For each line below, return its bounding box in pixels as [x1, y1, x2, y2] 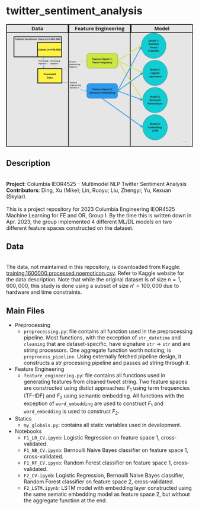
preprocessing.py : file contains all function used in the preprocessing [23, 328, 193, 335]
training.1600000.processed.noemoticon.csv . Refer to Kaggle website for [6, 270, 185, 277]
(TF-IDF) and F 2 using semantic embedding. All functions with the [23, 392, 185, 400]
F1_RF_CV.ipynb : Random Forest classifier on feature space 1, [23, 459, 172, 466]
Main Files [6, 306, 45, 316]
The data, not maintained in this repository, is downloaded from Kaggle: [6, 264, 181, 271]
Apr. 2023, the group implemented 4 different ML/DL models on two [6, 218, 172, 225]
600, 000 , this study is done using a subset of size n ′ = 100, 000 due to [6, 283, 179, 290]
